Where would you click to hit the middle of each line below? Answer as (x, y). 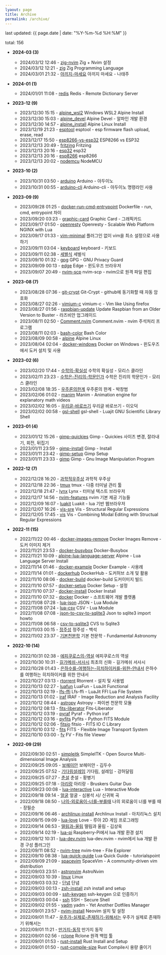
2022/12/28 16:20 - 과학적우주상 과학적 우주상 (65, 479)
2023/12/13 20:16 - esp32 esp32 (53, 151)
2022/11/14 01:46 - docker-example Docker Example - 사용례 (81, 567)
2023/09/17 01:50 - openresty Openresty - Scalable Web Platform (87, 224)
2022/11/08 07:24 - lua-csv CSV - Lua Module (67, 608)
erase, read (31, 135)
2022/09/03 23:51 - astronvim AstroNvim (62, 872)
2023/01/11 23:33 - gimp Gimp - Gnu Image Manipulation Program (87, 459)
